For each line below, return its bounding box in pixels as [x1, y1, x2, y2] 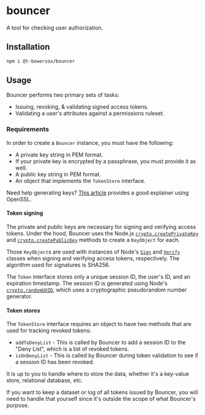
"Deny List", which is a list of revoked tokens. [15, 345, 130, 353]
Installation [6, 42, 50, 52]
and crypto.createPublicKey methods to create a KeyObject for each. [6, 236, 181, 243]
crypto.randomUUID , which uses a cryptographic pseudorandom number [6, 286, 187, 293]
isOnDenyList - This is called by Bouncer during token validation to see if [15, 352, 199, 359]
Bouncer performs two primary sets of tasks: [6, 91, 119, 99]
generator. [6, 292, 32, 300]
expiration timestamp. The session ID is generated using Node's [6, 279, 168, 287]
